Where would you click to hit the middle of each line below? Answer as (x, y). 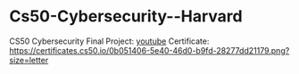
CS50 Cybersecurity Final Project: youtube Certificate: (109, 41)
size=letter (29, 60)
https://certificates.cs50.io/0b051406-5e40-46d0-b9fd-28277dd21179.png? (149, 50)
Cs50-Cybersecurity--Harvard (126, 16)
